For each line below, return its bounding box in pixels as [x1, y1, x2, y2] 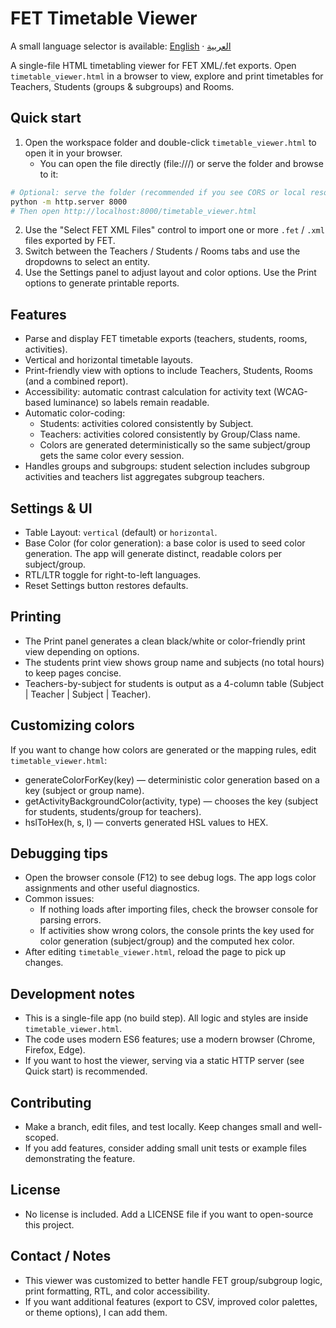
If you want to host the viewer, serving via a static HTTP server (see [24, 1055, 305, 1067]
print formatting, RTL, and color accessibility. [24, 1285, 211, 1297]
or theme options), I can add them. [24, 1306, 168, 1318]
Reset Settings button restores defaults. [24, 580, 189, 591]
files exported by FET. [24, 235, 116, 247]
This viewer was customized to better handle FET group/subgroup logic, [24, 1274, 323, 1286]
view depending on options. [24, 645, 140, 657]
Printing [10, 608, 62, 626]
